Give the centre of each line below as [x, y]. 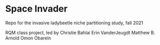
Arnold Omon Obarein [28, 38]
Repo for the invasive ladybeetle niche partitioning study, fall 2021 [74, 23]
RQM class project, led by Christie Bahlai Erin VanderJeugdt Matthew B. [80, 32]
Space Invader [36, 9]
